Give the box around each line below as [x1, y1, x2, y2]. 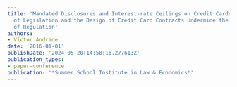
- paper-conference [7, 62, 65, 69]
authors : [7, 29, 33, 37]
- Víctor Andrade [7, 36, 59, 43]
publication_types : [7, 56, 65, 63]
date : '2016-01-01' [7, 43, 65, 50]
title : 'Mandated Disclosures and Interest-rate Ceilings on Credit [7, 10, 213, 18]
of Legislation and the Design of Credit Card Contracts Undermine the [13, 17, 229, 24]
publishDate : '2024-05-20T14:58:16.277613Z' [7, 50, 140, 57]
